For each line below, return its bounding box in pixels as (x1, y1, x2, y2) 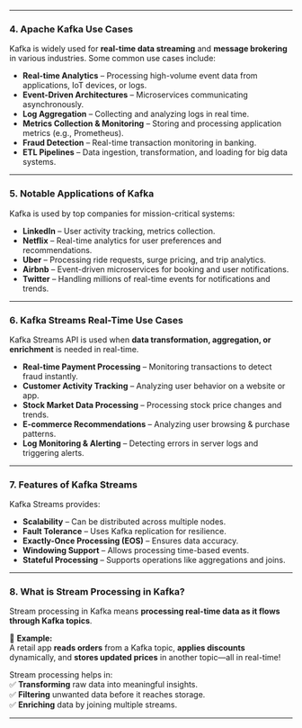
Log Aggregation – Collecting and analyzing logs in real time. (22, 109, 250, 120)
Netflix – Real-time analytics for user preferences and (22, 235, 222, 246)
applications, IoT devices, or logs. (22, 80, 147, 91)
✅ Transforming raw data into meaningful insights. (9, 679, 199, 690)
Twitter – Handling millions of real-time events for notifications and (22, 273, 271, 284)
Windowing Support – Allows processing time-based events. (22, 545, 250, 556)
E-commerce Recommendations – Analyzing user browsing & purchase (22, 418, 290, 429)
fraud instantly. (22, 370, 79, 381)
